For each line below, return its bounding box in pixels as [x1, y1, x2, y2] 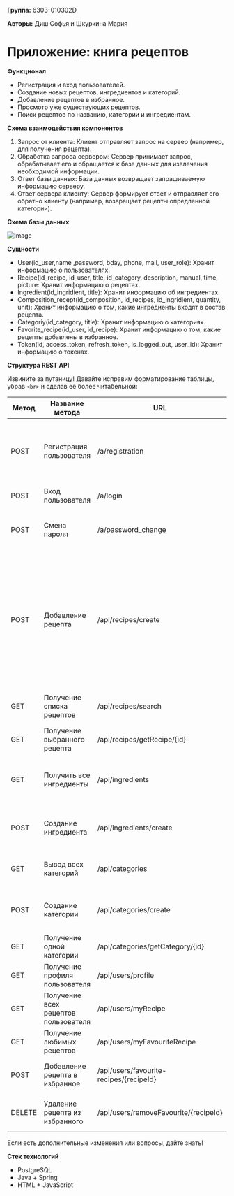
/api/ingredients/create [97, 823, 173, 833]
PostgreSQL [17, 1165, 52, 1174]
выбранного [43, 734, 85, 744]
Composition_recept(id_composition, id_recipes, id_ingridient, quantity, [17, 295, 221, 303]
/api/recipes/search [97, 701, 162, 711]
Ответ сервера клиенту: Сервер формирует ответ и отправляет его [17, 189, 219, 198]
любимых [43, 1037, 77, 1046]
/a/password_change [97, 524, 166, 534]
